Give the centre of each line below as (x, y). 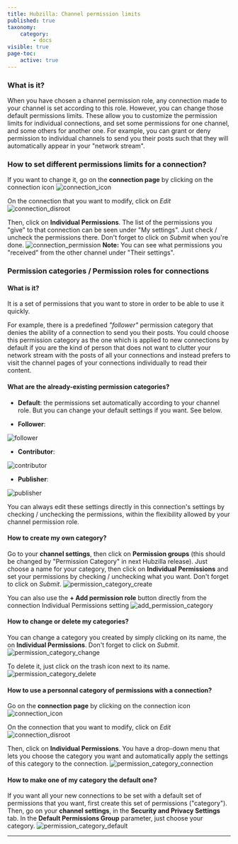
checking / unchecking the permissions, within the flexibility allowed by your (119, 514)
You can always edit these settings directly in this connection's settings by (116, 506)
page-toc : (22, 54)
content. (19, 370)
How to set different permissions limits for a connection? (107, 164)
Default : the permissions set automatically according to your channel (118, 402)
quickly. (19, 311)
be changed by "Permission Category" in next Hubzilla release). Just (107, 561)
